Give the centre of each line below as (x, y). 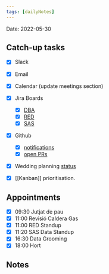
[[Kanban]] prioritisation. (45, 178)
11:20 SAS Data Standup (44, 232)
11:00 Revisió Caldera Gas (46, 218)
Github (23, 135)
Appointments (33, 197)
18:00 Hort (28, 245)
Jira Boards (29, 98)
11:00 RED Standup (38, 226)
